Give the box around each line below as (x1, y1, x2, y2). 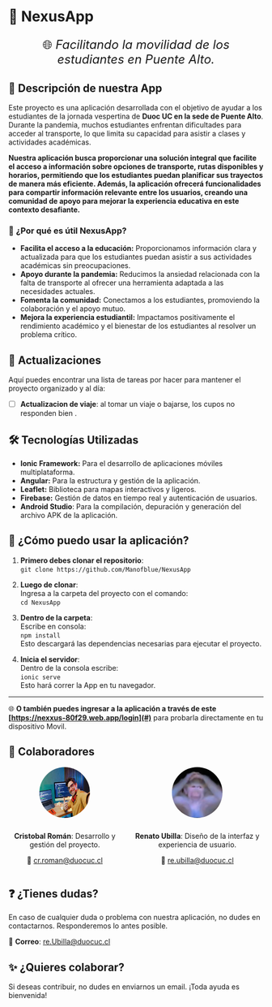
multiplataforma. (19, 467, 75, 477)
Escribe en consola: (19, 621, 87, 631)
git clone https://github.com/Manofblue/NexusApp (19, 565, 192, 573)
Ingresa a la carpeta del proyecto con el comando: (19, 588, 189, 598)
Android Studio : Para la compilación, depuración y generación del (19, 501, 241, 511)
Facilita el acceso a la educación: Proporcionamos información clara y (19, 244, 257, 253)
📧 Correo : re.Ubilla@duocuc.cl (8, 937, 111, 947)
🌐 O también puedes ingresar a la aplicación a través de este (8, 703, 217, 713)
